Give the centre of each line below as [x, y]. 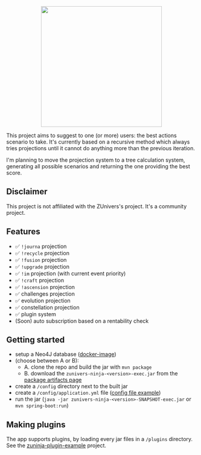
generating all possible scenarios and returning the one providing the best [98, 166]
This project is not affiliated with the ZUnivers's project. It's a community [97, 206]
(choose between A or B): [47, 361]
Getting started [36, 340]
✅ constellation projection [47, 307]
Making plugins [36, 425]
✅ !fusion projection [41, 259]
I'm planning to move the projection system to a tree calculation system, [96, 160]
